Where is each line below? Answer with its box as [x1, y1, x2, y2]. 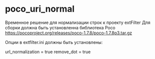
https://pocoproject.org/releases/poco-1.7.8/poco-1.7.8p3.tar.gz [5, 30, 132, 36]
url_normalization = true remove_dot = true [5, 49, 91, 55]
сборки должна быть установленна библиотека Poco [5, 24, 116, 30]
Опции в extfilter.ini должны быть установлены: [5, 39, 103, 45]
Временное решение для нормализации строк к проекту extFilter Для [5, 20, 151, 25]
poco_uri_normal [5, 3, 75, 15]
